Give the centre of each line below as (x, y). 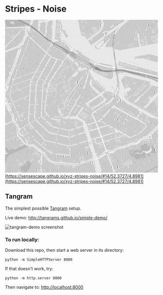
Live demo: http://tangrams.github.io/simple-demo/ (56, 217)
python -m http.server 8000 (33, 278)
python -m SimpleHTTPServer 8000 (39, 260)
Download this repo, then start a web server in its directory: (64, 250)
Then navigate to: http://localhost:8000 (44, 287)
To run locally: (22, 240)
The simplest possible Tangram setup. (43, 208)
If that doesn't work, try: (29, 269)
